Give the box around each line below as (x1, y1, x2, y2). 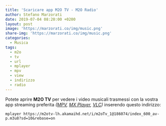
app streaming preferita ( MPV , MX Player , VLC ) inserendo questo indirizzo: (5, 101, 161, 107)
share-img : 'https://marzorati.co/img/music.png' (5, 31, 112, 36)
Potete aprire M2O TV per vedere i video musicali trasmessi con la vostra (5, 96, 158, 102)
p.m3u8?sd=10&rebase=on (5, 115, 56, 121)
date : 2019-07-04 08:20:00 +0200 (5, 17, 76, 22)
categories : (5, 36, 30, 41)
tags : (5, 45, 17, 50)
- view (10, 73, 24, 78)
